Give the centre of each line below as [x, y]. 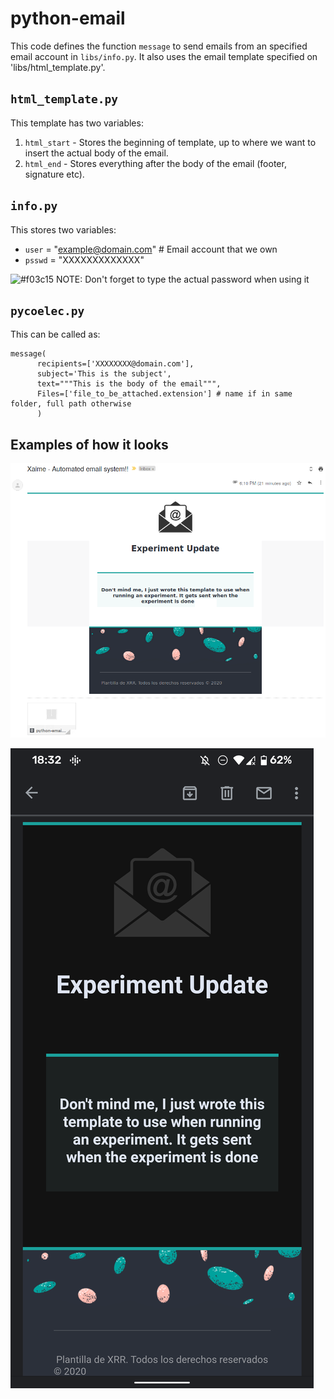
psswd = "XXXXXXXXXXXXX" [84, 259]
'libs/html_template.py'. [58, 67]
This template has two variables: [77, 123]
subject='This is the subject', [104, 374]
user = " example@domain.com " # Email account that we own [151, 249]
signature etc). [54, 174]
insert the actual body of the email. [96, 153]
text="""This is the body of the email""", [129, 384]
